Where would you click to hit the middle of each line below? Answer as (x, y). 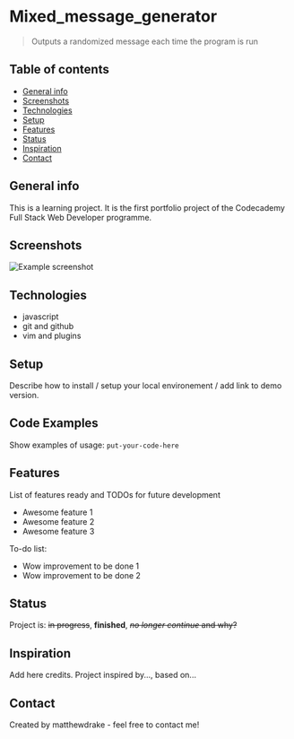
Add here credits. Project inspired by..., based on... (103, 675)
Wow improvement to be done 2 (82, 575)
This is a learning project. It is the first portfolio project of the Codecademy (147, 207)
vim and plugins (52, 336)
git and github (48, 326)
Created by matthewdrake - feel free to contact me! (104, 725)
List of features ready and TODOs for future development (115, 494)
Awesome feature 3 (58, 531)
